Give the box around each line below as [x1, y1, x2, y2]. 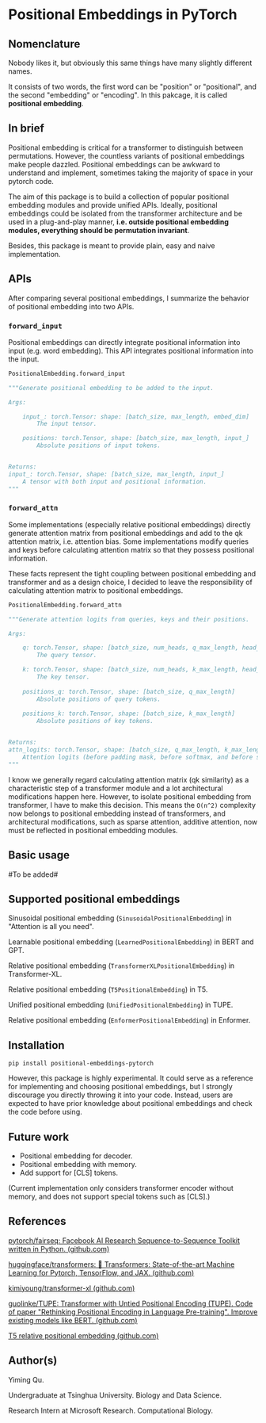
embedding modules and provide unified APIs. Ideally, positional [8, 200, 218, 209]
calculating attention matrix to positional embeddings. [8, 585, 184, 595]
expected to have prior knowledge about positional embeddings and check [8, 1099, 253, 1108]
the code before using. [8, 1107, 83, 1117]
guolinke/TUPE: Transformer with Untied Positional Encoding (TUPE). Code [8, 1299, 253, 1308]
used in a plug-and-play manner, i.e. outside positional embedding [8, 216, 230, 227]
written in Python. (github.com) [8, 1244, 110, 1253]
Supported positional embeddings [8, 892, 180, 905]
